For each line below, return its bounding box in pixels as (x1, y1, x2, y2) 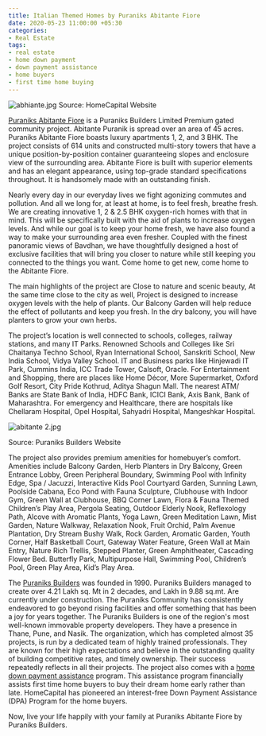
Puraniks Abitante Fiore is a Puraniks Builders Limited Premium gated (8, 115, 234, 125)
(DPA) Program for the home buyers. (8, 696, 128, 706)
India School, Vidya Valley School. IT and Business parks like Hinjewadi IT (8, 355, 249, 366)
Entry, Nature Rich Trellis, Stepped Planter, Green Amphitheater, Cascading (8, 545, 254, 555)
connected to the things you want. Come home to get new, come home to (8, 258, 249, 267)
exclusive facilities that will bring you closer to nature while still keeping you (8, 249, 256, 258)
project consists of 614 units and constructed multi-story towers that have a (8, 141, 256, 150)
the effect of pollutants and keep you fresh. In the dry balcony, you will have (8, 307, 257, 316)
